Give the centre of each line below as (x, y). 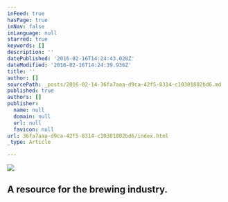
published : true (30, 91)
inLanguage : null (32, 33)
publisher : (23, 104)
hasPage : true (28, 20)
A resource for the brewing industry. (88, 189)
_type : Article (29, 143)
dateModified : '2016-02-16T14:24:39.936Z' (69, 65)
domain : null (32, 116)
